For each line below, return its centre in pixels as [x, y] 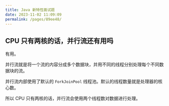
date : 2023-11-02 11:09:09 [33, 15]
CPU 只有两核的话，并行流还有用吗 [59, 41]
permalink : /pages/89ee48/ [33, 19]
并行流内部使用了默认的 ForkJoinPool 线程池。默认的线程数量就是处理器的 [82, 81]
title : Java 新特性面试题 [30, 10]
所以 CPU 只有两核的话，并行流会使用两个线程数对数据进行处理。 [73, 98]
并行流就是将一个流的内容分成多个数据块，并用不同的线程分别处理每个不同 [82, 65]
